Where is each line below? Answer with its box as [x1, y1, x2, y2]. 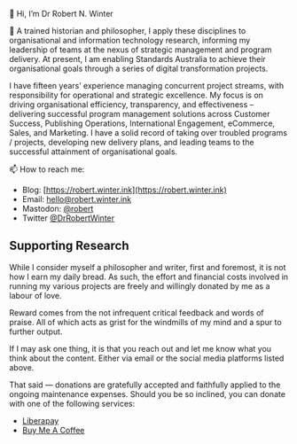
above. [9, 362, 35, 372]
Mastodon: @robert [21, 204, 94, 214]
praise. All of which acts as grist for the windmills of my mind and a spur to [9, 316, 282, 327]
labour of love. [9, 290, 62, 300]
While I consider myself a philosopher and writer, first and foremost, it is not [9, 261, 286, 272]
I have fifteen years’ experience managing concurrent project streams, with [9, 81, 285, 90]
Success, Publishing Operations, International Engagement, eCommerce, [9, 118, 276, 129]
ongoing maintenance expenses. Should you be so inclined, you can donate [9, 388, 286, 399]
